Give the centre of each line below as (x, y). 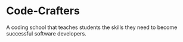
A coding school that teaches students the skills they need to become (92, 27)
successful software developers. (46, 33)
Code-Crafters (43, 11)
